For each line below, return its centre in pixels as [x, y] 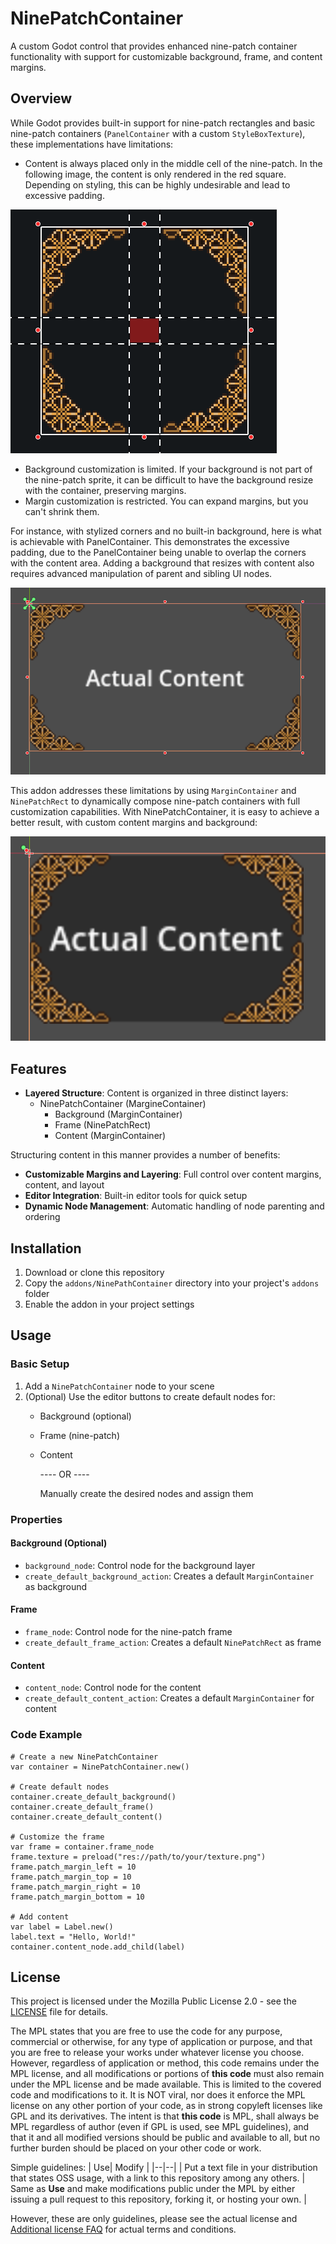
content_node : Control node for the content [113, 1688]
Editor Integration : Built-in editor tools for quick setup [136, 1196]
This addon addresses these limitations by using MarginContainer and [153, 790]
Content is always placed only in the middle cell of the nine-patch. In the [173, 163]
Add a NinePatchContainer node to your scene [119, 1386]
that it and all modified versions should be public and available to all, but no [165, 2138]
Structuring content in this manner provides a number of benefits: [145, 1155]
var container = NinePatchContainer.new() [100, 1767]
